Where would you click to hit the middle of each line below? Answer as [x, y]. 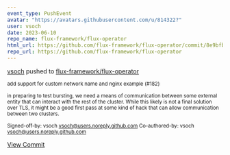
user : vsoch [24, 26]
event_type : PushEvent [39, 13]
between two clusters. [33, 114]
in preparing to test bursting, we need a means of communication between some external [112, 96]
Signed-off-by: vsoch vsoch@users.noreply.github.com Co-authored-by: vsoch [101, 126]
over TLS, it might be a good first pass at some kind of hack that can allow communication [113, 108]
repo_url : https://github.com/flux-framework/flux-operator [95, 52]
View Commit [26, 144]
